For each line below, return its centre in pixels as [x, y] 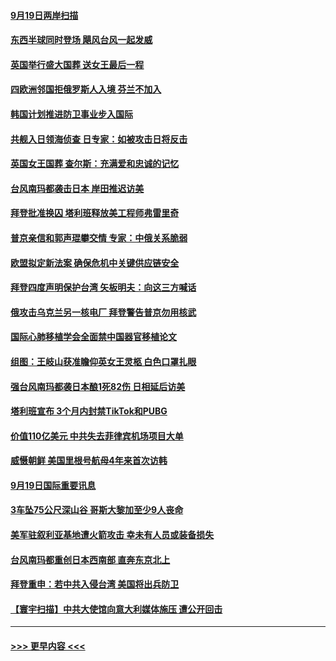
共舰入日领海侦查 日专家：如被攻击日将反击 [99, 139]
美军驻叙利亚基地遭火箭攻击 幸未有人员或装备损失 [112, 535]
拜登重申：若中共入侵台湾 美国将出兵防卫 [95, 584]
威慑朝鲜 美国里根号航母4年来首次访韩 [89, 461]
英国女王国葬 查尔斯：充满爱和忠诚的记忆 [95, 164]
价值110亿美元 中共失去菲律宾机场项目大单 [97, 436]
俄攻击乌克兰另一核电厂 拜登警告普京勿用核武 [103, 312]
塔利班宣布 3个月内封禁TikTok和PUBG [89, 411]
